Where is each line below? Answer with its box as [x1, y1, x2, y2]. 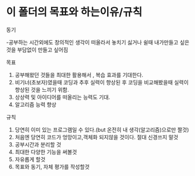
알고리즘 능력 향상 [14, 101, 56, 108]
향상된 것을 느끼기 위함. [14, 86, 70, 93]
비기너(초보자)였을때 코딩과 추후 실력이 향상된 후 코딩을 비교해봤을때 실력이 [14, 78, 189, 86]
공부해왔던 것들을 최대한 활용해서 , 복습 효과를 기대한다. [14, 71, 144, 78]
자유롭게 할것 [14, 155, 46, 163]
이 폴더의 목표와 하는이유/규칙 [6, 5, 143, 19]
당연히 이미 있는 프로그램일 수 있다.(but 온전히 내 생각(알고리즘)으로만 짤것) [14, 126, 189, 133]
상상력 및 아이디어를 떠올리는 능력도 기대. [14, 93, 111, 101]
